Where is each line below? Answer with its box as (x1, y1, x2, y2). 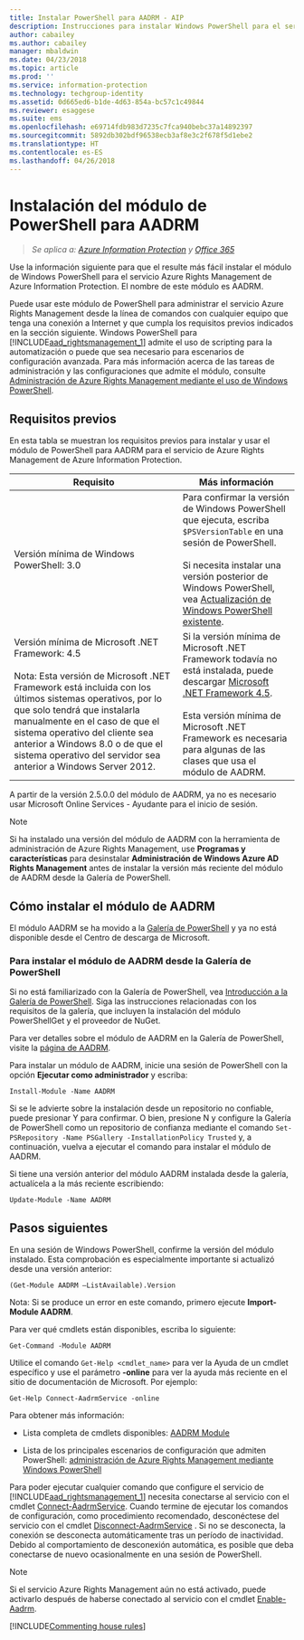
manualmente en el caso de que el (14, 716, 160, 728)
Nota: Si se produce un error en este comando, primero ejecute (9, 1297, 246, 1308)
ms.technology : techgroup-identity (9, 89, 144, 98)
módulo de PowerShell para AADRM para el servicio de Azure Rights (9, 445, 265, 456)
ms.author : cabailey (9, 38, 88, 48)
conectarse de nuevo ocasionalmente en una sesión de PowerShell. (9, 1549, 262, 1560)
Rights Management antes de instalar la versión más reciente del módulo (9, 863, 283, 874)
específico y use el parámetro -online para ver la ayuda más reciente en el (9, 1367, 288, 1378)
